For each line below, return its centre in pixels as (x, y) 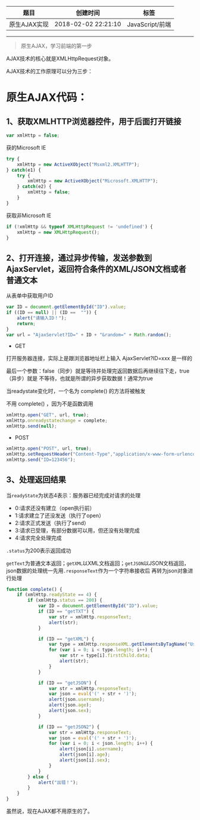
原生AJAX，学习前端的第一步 (56, 46)
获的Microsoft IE (26, 147)
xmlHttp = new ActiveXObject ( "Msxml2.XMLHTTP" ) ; (78, 164)
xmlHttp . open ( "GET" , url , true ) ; (48, 415)
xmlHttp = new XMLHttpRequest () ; (58, 232)
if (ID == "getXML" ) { (66, 639)
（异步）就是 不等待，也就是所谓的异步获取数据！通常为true (80, 379)
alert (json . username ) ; (77, 700)
